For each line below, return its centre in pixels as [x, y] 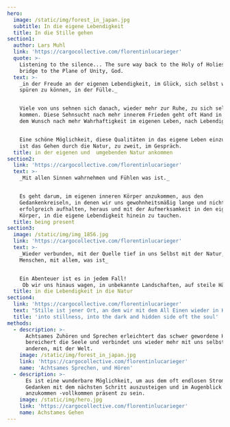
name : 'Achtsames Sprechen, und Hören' [76, 368]
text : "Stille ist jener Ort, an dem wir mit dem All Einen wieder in [116, 310]
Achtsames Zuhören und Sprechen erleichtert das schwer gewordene [122, 336]
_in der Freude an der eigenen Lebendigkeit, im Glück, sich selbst [119, 84]
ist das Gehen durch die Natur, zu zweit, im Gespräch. [101, 146]
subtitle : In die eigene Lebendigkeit [69, 26]
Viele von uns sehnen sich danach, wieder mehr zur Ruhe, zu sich [116, 108]
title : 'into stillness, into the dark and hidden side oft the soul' [116, 316]
